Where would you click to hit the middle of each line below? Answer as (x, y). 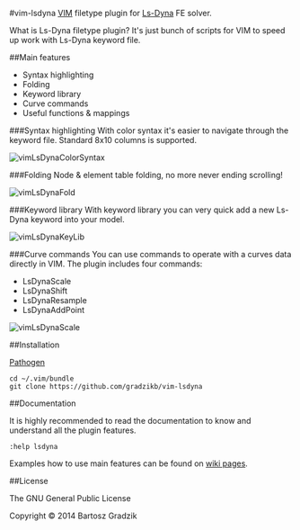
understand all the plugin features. (73, 430)
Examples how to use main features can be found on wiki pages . (129, 463)
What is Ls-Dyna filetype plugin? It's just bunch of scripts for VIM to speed (147, 30)
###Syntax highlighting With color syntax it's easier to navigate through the (149, 130)
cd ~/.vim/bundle (42, 379)
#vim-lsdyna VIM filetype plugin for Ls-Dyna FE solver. (111, 13)
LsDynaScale (47, 281)
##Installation (35, 345)
